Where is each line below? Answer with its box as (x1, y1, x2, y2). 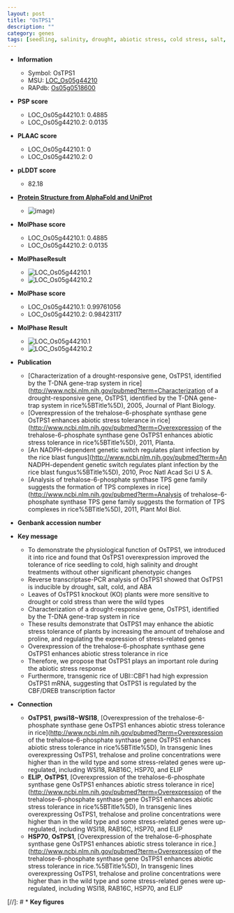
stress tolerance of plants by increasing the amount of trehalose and (27, 628, 225, 636)
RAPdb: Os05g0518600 (27, 84, 96, 92)
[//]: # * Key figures (7, 898, 64, 906)
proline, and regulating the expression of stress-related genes (27, 634, 206, 643)
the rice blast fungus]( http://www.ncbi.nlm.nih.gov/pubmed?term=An (27, 453, 227, 461)
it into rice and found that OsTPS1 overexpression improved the (27, 553, 210, 562)
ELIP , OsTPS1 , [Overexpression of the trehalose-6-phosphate (27, 773, 205, 782)
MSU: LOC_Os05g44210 (27, 76, 98, 84)
